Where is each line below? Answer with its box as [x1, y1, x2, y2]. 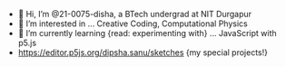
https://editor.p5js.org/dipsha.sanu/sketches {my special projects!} [17, 47, 268, 58]
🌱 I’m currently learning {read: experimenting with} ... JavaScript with [17, 28, 277, 38]
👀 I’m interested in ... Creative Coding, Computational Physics [17, 18, 248, 29]
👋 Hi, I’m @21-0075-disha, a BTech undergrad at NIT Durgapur [17, 9, 252, 19]
